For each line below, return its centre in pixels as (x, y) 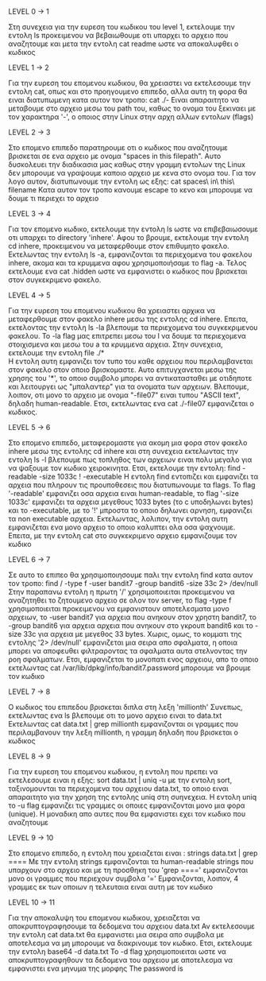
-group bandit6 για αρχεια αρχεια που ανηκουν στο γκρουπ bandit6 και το (131, 626)
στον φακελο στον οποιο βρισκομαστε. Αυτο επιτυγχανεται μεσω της (122, 370)
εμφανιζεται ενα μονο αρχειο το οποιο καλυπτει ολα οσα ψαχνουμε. (122, 527)
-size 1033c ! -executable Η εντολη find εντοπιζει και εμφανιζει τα (148, 477)
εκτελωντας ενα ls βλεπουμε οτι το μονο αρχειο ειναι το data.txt (115, 715)
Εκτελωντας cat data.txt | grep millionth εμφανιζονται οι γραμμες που (123, 724)
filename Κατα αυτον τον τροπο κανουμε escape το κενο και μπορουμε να (130, 190)
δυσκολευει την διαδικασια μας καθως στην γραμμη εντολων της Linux (127, 165)
